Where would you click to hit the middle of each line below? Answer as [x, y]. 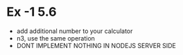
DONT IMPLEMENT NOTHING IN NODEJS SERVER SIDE [96, 45]
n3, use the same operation [55, 38]
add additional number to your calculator [75, 31]
